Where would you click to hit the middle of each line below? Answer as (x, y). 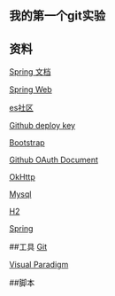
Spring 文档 (30, 72)
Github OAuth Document (54, 160)
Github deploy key (42, 126)
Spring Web (31, 90)
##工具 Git (28, 247)
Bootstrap (27, 143)
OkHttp (22, 177)
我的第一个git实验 (57, 16)
